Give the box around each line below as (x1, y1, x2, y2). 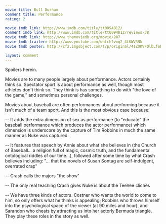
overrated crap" (5, 163, 38, 169)
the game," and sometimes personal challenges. (5, 92, 103, 98)
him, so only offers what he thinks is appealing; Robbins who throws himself (5, 197, 160, 203)
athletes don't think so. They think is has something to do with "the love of (5, 86, 157, 92)
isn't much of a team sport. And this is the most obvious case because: (5, 107, 150, 113)
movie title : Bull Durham (5, 7, 58, 12)
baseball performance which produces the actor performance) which (5, 122, 146, 128)
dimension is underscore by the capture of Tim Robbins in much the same (5, 127, 156, 133)
